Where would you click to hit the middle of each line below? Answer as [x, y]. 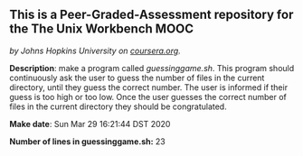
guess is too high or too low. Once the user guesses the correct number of [148, 96]
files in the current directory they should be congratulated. [118, 106]
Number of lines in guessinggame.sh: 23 [87, 141]
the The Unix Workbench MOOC [102, 29]
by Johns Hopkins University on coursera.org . [95, 50]
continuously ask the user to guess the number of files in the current [137, 78]
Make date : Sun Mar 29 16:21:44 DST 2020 [90, 124]
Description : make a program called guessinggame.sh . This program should [152, 68]
